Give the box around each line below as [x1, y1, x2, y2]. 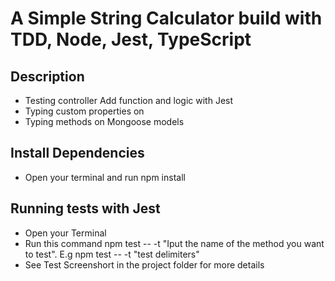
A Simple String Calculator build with [10, 7, 323, 30]
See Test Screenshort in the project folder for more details [24, 258, 265, 271]
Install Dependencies [10, 145, 145, 162]
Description [10, 68, 85, 85]
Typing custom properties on [24, 105, 145, 117]
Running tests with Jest [10, 200, 161, 217]
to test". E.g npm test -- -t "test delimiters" [24, 248, 200, 260]
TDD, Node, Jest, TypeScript [10, 28, 252, 51]
